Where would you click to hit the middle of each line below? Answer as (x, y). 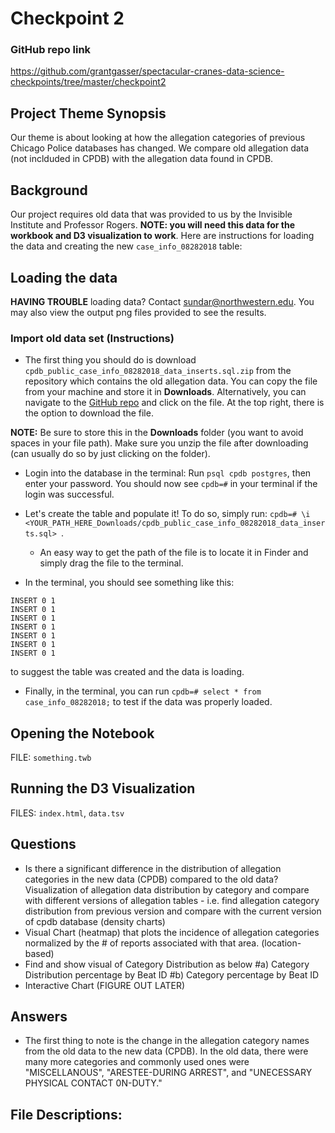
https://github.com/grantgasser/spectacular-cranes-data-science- (147, 71)
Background (49, 190)
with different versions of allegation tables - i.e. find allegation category (172, 900)
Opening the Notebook (82, 733)
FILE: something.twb (51, 758)
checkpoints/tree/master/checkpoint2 (88, 82)
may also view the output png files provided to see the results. (138, 312)
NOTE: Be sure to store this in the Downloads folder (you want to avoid (157, 433)
